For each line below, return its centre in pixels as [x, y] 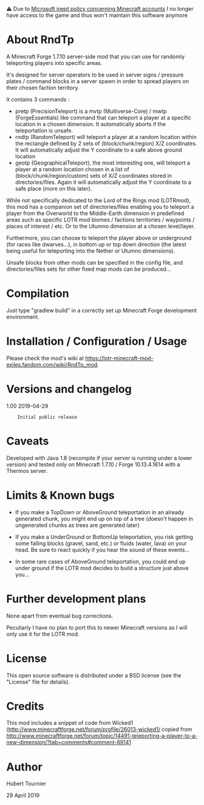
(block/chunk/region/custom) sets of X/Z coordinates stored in [93, 175]
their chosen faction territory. [43, 87]
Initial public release [47, 417]
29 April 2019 [23, 795]
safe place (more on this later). [53, 188]
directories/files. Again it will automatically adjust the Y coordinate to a [103, 182]
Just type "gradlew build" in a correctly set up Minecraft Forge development [102, 310]
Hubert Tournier [26, 784]
